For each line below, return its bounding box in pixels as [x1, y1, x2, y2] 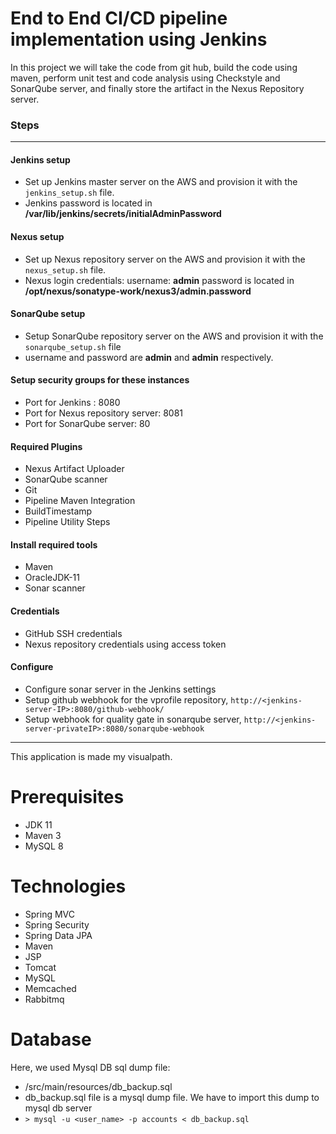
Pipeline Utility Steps [24, 516, 111, 528]
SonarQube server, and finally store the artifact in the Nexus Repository [10, 82, 305, 94]
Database [10, 1028, 92, 1051]
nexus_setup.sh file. [24, 263, 107, 276]
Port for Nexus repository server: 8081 [24, 407, 184, 419]
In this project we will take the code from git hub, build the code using [10, 61, 298, 73]
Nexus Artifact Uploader [24, 463, 125, 475]
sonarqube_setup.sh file [24, 340, 122, 352]
